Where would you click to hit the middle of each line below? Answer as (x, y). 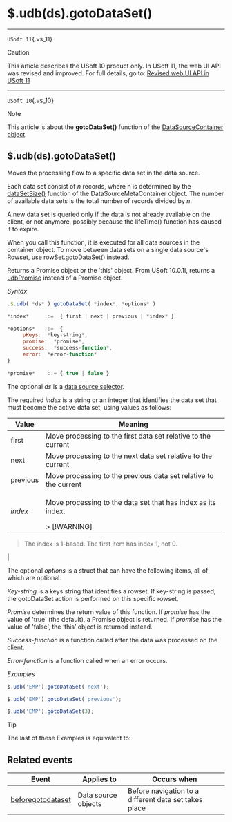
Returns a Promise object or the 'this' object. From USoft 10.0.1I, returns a (111, 270)
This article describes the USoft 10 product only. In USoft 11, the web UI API (114, 66)
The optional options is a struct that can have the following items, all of (108, 570)
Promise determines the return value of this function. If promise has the (109, 612)
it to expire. (23, 229)
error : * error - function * (60, 354)
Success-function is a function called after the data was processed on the (113, 640)
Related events (40, 759)
